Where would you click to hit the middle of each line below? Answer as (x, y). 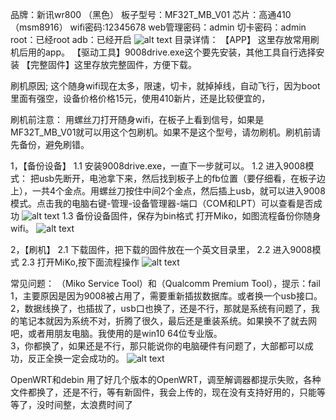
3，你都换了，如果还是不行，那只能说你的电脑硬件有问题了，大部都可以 (157, 346)
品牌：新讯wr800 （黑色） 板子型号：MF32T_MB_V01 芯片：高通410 (151, 14)
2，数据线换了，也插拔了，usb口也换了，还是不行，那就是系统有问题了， (161, 308)
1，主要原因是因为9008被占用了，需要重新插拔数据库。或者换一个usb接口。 (166, 296)
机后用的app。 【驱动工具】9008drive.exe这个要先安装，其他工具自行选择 (163, 52)
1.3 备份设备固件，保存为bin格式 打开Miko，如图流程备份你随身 (191, 216)
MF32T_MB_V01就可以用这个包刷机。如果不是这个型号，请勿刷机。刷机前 (161, 132)
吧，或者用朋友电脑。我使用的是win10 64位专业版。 (116, 333)
